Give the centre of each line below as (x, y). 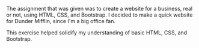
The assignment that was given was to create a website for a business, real (99, 9)
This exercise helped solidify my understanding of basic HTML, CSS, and (97, 33)
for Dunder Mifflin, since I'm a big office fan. (61, 21)
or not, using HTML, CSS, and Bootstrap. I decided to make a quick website (99, 15)
